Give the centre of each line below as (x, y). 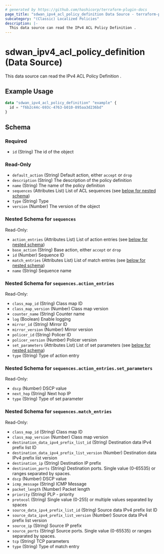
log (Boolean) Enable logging (41, 319)
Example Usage (29, 91)
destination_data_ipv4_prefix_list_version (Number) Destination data (84, 453)
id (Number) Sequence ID (38, 255)
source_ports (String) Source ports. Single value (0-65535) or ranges (82, 530)
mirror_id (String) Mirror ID (40, 325)
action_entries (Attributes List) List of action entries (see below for (80, 239)
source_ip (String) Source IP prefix (47, 526)
